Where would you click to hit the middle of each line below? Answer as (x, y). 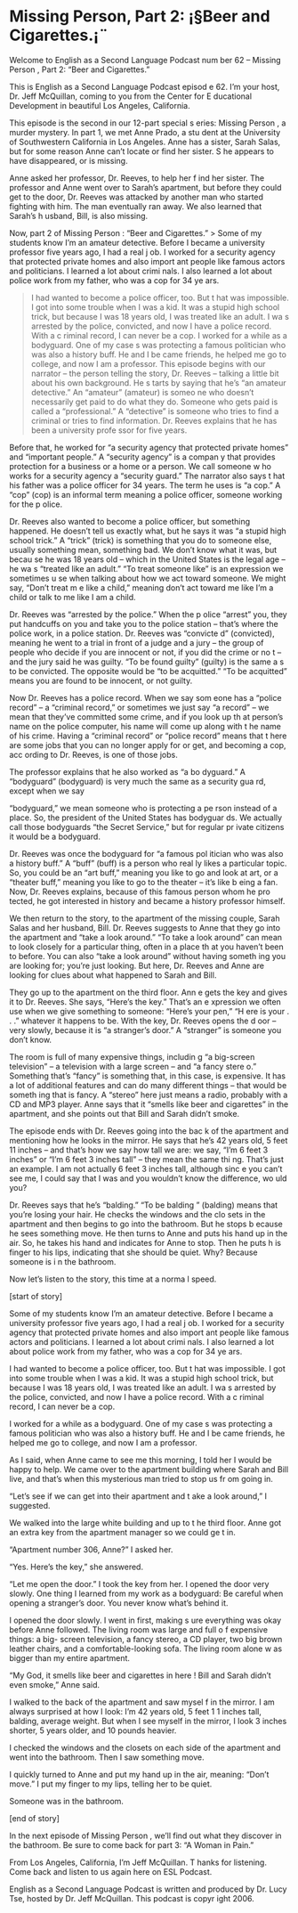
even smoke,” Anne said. (55, 1684)
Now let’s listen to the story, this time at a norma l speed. (113, 1279)
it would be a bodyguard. (55, 836)
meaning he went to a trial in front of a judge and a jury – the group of (137, 642)
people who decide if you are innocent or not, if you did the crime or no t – (145, 652)
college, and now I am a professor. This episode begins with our (148, 363)
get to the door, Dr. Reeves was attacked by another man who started (137, 197)
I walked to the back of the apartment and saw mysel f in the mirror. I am (142, 1702)
